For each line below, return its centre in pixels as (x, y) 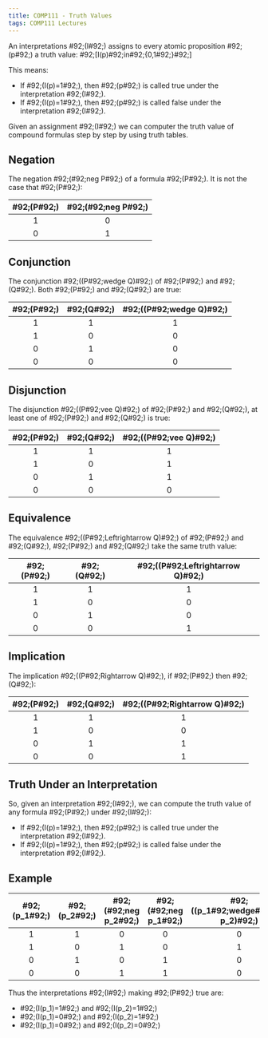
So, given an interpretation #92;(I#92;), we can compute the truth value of (130, 804)
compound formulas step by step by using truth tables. (99, 135)
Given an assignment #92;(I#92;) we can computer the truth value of (121, 126)
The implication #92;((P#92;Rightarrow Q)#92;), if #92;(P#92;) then (120, 675)
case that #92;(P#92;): (45, 188)
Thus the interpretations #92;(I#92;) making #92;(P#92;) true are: (116, 993)
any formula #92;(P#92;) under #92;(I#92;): (80, 812)
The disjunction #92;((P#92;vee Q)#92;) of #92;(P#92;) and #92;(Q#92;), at (133, 409)
